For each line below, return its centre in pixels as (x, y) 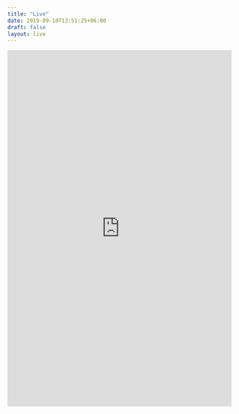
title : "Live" (28, 14)
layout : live (27, 34)
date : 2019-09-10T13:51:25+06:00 (57, 21)
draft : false (27, 27)
